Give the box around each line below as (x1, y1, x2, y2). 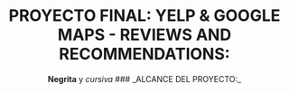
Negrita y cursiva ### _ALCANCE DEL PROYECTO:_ (47, 73, 242, 84)
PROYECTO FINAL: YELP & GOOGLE (8, 5, 281, 26)
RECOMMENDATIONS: (59, 44, 230, 64)
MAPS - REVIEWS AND (57, 24, 232, 45)
